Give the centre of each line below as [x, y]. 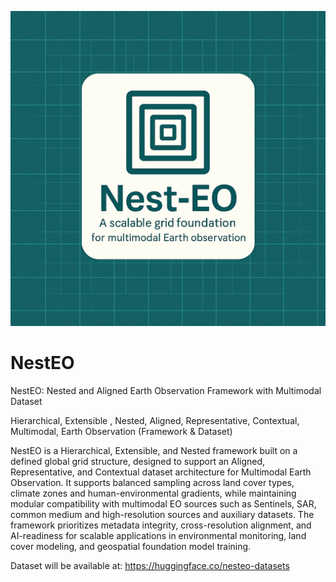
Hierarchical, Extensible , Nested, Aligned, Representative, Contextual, [155, 420]
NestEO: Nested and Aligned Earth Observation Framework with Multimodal [166, 390]
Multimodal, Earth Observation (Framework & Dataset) [121, 431]
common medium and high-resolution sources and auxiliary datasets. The [162, 514]
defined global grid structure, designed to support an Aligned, [138, 461]
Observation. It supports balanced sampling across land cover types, [152, 482]
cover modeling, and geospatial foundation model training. [131, 546]
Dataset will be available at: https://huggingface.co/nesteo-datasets [150, 565]
